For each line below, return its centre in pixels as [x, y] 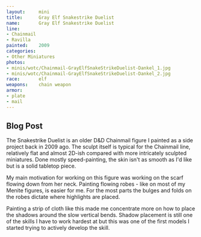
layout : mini [28, 12]
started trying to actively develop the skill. [58, 228]
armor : [14, 90]
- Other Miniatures [31, 57]
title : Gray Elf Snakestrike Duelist [60, 17]
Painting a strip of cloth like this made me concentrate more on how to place [101, 209]
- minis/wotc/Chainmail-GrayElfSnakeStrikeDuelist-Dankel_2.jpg [88, 74]
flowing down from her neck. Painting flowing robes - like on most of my [96, 184]
